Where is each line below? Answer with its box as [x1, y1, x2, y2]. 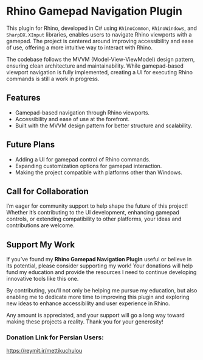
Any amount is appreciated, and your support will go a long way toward [6, 312, 185, 319]
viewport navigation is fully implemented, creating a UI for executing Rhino [6, 68, 193, 76]
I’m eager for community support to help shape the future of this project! [6, 202, 188, 210]
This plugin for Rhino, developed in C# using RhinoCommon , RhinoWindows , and [6, 24, 198, 32]
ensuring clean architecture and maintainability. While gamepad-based [6, 62, 184, 69]
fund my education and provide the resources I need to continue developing [6, 269, 197, 276]
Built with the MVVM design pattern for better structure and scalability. [15, 122, 193, 129]
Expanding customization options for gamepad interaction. [15, 162, 162, 169]
